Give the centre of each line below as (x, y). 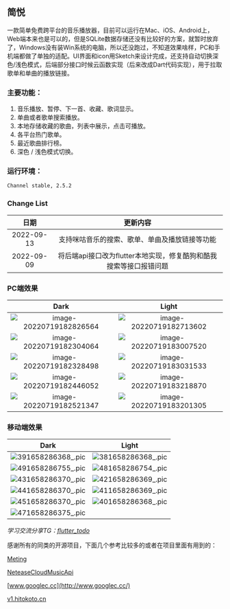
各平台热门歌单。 (41, 135)
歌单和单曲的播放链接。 (40, 73)
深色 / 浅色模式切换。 (47, 152)
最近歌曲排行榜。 (41, 143)
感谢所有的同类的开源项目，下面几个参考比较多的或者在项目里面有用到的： (112, 545)
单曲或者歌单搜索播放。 (50, 117)
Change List (27, 203)
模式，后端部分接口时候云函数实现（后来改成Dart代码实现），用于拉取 (125, 65)
